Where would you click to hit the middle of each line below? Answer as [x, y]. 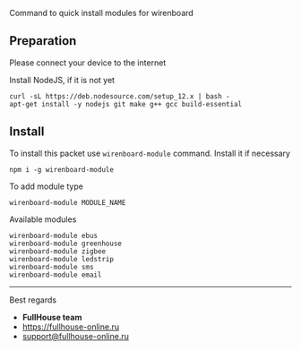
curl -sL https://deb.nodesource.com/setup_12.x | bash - [120, 96]
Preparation [43, 41]
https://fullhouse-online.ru [70, 327]
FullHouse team [52, 317]
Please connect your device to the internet [88, 63]
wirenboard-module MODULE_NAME [68, 202]
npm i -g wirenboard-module [62, 169]
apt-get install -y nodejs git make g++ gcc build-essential [126, 104]
